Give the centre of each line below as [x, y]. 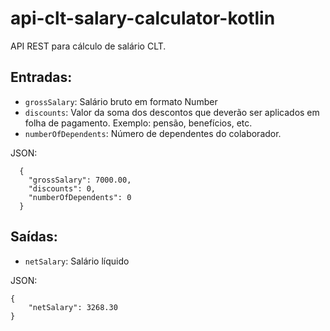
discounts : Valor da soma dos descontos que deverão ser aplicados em [172, 112]
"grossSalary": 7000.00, [80, 180]
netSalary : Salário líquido [77, 261]
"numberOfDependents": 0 [80, 197]
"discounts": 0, [62, 188]
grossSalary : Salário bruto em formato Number [121, 101]
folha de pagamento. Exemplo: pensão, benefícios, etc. [138, 123]
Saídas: [34, 237]
